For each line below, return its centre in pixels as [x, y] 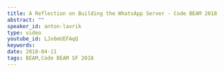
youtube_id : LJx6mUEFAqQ [43, 39]
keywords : [21, 45]
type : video [24, 33]
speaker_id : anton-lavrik [44, 26]
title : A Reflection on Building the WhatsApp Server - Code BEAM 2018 [112, 13]
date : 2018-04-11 [32, 52]
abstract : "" [26, 20]
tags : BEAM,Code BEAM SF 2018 [51, 58]
